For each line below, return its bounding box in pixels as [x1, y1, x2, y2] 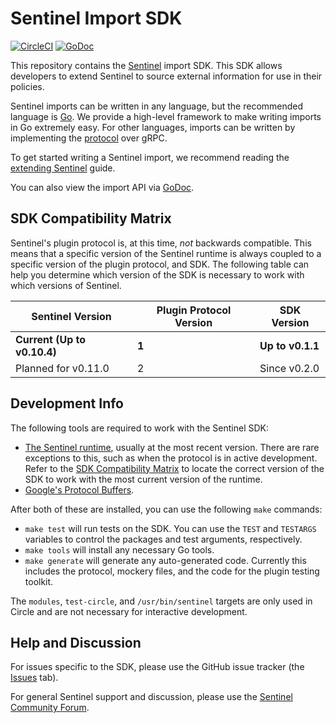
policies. [10, 80, 45, 92]
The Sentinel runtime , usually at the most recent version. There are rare [24, 441, 320, 453]
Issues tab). [10, 672, 59, 684]
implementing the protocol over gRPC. [10, 132, 168, 144]
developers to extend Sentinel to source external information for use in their [10, 70, 323, 82]
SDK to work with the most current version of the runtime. [24, 473, 263, 485]
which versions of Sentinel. [10, 279, 122, 291]
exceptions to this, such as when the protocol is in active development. [24, 452, 318, 464]
